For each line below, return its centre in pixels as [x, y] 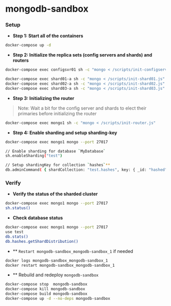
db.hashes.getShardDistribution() [42, 241]
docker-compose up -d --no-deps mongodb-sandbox [58, 299]
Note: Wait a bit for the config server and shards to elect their [82, 108]
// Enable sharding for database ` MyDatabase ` [55, 151]
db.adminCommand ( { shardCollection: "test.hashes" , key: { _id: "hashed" [86, 170]
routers [21, 60]
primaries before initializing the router [57, 113]
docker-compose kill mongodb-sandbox [45, 289]
